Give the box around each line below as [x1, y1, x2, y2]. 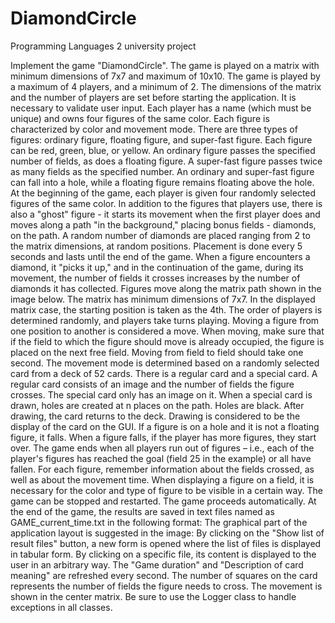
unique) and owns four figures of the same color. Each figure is [10, 112, 270, 124]
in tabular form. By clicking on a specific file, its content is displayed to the [10, 548, 317, 560]
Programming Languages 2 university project [10, 40, 197, 52]
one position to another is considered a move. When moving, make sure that [10, 325, 325, 337]
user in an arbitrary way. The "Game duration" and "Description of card [10, 558, 304, 571]
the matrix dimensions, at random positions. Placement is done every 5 [10, 240, 303, 252]
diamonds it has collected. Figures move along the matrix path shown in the [10, 282, 322, 294]
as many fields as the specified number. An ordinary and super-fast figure [10, 165, 315, 177]
